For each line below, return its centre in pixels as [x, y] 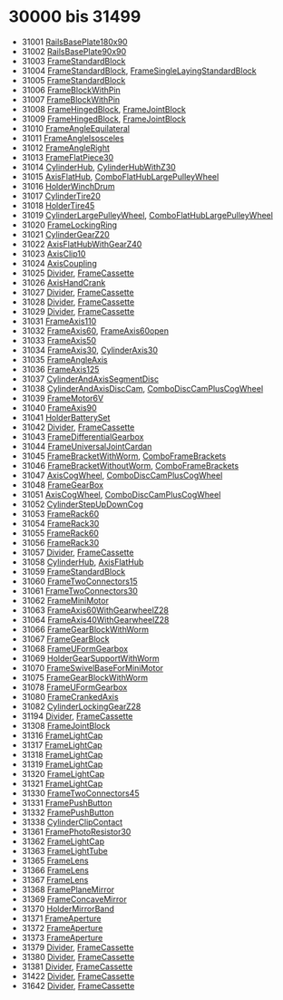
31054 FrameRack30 [60, 523]
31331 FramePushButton [67, 802]
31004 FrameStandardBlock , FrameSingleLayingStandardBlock [139, 71]
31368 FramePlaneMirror [68, 889]
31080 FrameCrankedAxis [70, 696]
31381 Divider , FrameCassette [77, 966]
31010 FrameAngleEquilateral [76, 128]
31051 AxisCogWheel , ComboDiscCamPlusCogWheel [121, 494]
